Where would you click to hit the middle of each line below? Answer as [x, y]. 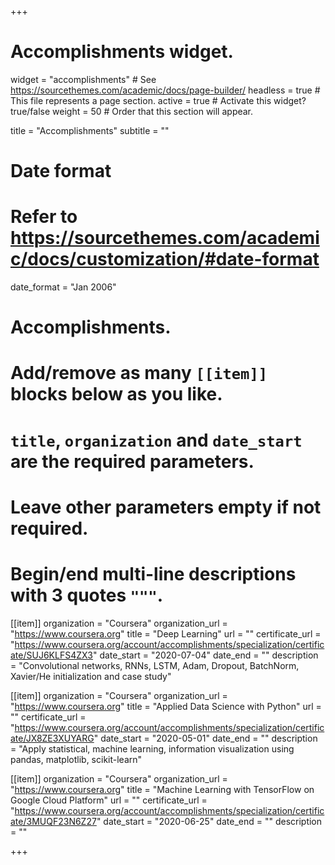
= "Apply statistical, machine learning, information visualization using [152, 748]
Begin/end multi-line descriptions [153, 574]
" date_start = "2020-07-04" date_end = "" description [205, 655]
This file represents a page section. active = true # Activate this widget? [158, 100]
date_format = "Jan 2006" [63, 287]
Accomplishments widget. [122, 52]
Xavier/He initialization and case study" [91, 676]
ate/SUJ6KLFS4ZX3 [51, 655]
